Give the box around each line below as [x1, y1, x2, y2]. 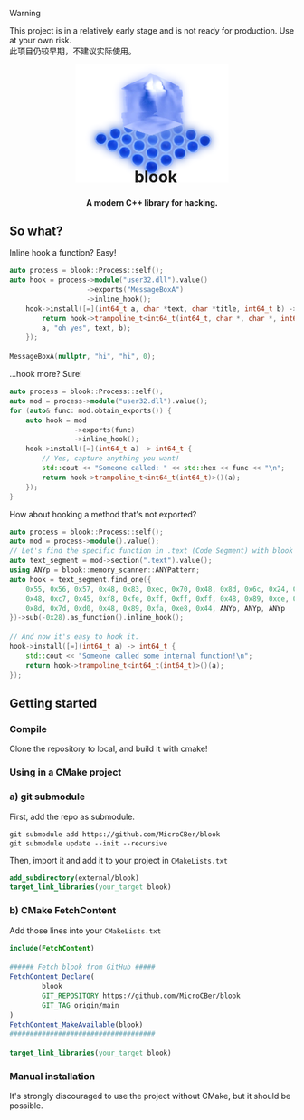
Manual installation [9, 1069, 96, 1082]
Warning [9, 8, 41, 18]
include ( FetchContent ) [9, 943, 95, 952]
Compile [9, 722, 47, 735]
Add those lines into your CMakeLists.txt [9, 924, 162, 936]
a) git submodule [9, 790, 86, 803]
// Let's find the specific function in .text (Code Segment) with [9, 546, 270, 555]
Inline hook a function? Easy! [9, 247, 117, 258]
